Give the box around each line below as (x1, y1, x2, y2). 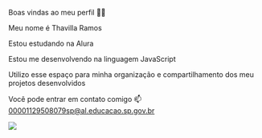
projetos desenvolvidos (8, 79, 86, 87)
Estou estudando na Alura (8, 39, 94, 48)
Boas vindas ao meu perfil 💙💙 (8, 8, 106, 17)
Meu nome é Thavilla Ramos (8, 23, 102, 32)
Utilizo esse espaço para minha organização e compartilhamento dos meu (8, 70, 255, 79)
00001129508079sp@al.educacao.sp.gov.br (8, 106, 155, 116)
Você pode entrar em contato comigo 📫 (8, 95, 142, 103)
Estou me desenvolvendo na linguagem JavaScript (8, 55, 176, 63)
